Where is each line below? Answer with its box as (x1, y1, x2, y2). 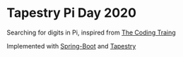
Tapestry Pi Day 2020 (6, 5, 137, 21)
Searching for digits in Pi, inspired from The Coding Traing (6, 28, 176, 37)
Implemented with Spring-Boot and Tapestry (6, 42, 136, 50)
